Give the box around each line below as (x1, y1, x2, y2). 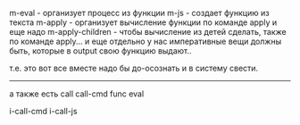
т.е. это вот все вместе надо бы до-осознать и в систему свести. (9, 62, 259, 73)
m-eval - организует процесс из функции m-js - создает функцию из (9, 8, 270, 18)
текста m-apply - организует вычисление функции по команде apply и (9, 17, 278, 28)
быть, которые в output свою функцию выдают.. (9, 46, 192, 56)
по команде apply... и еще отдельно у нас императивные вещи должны (9, 36, 282, 46)
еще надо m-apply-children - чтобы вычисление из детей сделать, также (9, 27, 287, 37)
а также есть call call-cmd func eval (9, 88, 145, 99)
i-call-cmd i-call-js (9, 106, 78, 116)
